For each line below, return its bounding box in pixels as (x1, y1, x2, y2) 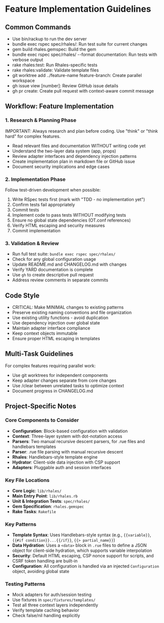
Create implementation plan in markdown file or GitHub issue (12, 158, 136, 164)
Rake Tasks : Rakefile (12, 508, 56, 514)
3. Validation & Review (5, 240, 59, 247)
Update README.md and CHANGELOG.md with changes (12, 261, 127, 268)
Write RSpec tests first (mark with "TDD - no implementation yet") (12, 196, 145, 202)
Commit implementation (12, 227, 61, 233)
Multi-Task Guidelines (5, 349, 73, 358)
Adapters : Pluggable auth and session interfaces (12, 464, 112, 470)
